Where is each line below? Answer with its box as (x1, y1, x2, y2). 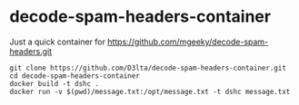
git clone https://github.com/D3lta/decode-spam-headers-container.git (9, 63, 286, 72)
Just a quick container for (9, 36, 106, 47)
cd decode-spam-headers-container (9, 71, 141, 81)
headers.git (9, 45, 53, 56)
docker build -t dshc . (9, 79, 100, 88)
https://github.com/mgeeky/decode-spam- (107, 36, 269, 47)
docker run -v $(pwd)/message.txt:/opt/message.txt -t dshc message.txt (9, 87, 291, 96)
